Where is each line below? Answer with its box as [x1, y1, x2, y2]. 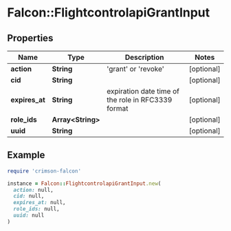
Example [7, 149, 45, 161]
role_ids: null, [13, 206, 60, 212]
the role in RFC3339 [106, 95, 173, 104]
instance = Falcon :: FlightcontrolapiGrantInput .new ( [7, 180, 162, 187]
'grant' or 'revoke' [106, 64, 165, 74]
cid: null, [13, 192, 45, 200]
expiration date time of [106, 87, 180, 96]
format [106, 104, 129, 113]
